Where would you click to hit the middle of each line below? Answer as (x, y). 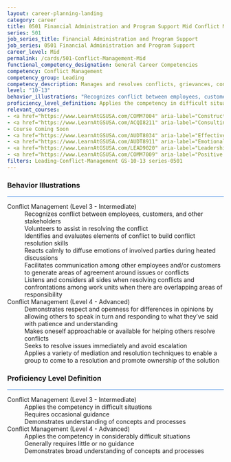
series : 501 (24, 33)
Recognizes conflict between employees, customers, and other (114, 214)
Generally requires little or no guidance (79, 444)
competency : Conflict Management (55, 71)
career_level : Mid (33, 52)
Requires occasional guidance (67, 414)
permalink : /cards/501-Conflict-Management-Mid (77, 59)
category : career (32, 20)
